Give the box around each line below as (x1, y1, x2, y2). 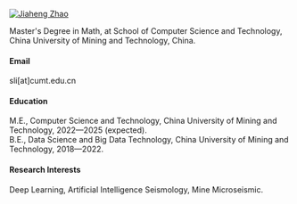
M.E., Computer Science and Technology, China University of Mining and (9, 116, 278, 126)
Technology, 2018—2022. (9, 143, 104, 155)
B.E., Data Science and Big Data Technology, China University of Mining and (9, 135, 289, 145)
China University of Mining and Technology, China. (9, 36, 196, 45)
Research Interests (9, 165, 81, 175)
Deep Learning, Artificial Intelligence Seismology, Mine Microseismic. (9, 184, 264, 195)
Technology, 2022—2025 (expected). (9, 125, 147, 135)
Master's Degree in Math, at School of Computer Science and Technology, (9, 26, 283, 36)
